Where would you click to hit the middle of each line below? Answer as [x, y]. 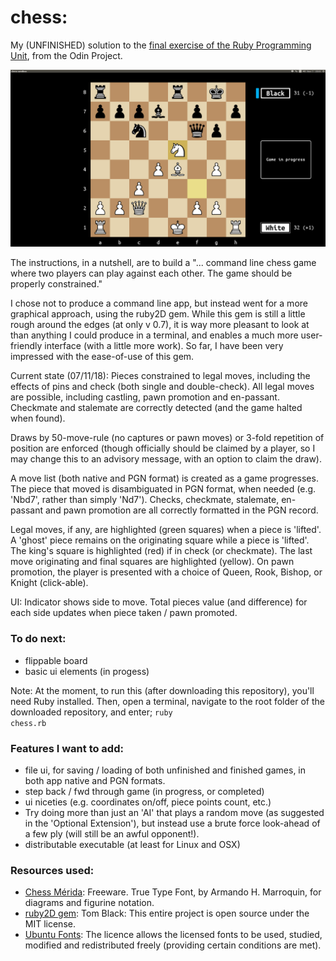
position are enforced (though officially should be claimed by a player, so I [163, 448]
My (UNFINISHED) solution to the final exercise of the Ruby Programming [161, 45]
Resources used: [52, 870]
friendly [26, 346]
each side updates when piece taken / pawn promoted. [124, 613]
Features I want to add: [67, 748]
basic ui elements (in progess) [87, 671]
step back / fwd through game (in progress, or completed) [144, 792]
